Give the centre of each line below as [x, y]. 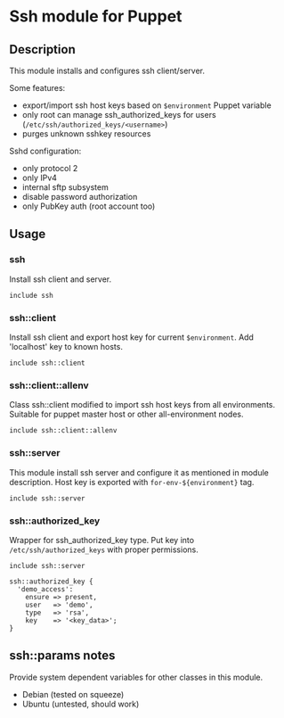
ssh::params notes [62, 656]
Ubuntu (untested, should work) [81, 704]
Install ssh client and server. [61, 279]
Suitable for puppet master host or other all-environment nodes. [126, 414]
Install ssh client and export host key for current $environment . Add [131, 337]
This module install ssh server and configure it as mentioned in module [139, 472]
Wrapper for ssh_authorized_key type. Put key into [101, 540]
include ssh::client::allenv [63, 431]
